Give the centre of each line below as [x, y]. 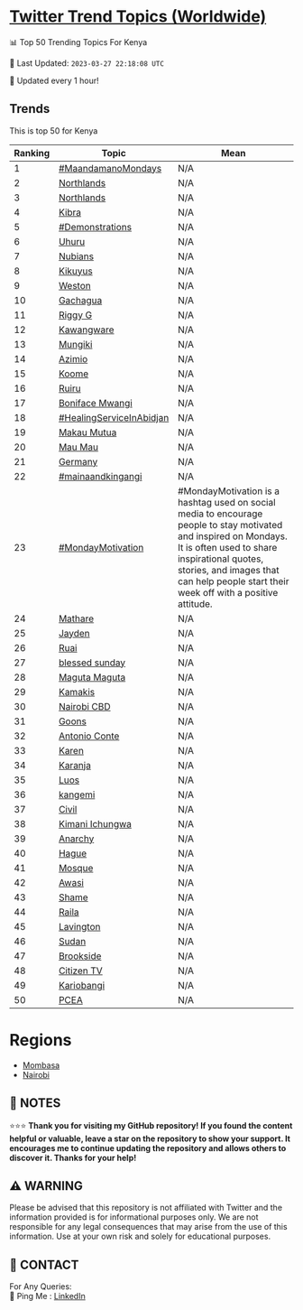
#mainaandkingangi [100, 476]
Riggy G [75, 315]
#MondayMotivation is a [229, 491]
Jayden [74, 633]
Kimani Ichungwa [95, 823]
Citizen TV [81, 971]
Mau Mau [78, 447]
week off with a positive [228, 592]
